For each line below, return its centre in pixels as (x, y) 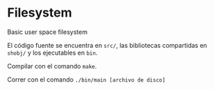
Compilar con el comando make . (52, 66)
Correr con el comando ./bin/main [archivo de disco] (86, 79)
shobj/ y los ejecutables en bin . (52, 53)
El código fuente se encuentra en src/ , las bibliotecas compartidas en (107, 45)
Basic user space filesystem (48, 32)
